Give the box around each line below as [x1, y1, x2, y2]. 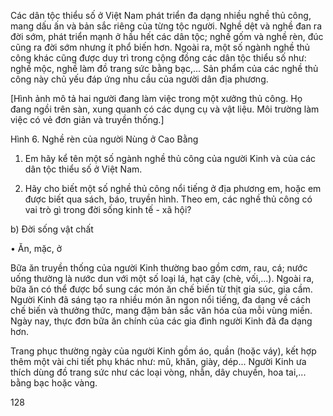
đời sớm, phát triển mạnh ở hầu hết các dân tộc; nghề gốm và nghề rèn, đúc [10, 31, 324, 42]
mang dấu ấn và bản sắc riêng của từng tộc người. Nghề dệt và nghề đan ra [10, 20, 322, 32]
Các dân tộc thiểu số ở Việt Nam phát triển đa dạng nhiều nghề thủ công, [10, 10, 312, 21]
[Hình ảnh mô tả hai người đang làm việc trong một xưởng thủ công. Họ [10, 93, 303, 104]
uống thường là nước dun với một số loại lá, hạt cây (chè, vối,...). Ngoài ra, [10, 273, 315, 284]
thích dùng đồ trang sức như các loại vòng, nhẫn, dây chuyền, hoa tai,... [10, 366, 307, 378]
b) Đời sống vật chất [10, 223, 94, 235]
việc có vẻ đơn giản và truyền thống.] [10, 114, 165, 125]
